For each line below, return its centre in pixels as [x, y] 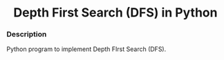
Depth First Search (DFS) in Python [115, 13]
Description [27, 34]
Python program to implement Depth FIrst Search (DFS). [86, 49]
